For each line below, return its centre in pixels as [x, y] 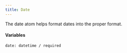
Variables [15, 35]
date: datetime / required [33, 46]
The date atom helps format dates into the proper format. [64, 24]
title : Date [17, 10]
